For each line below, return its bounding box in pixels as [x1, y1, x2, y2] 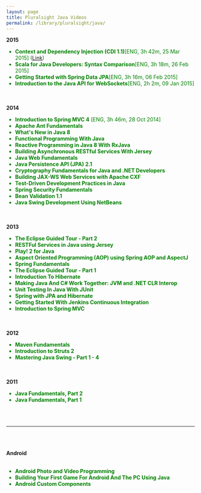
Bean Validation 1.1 [14, 193, 63, 200]
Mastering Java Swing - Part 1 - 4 [14, 354, 100, 361]
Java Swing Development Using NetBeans [14, 199, 122, 206]
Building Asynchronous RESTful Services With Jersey [14, 148, 153, 155]
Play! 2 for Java [14, 247, 55, 255]
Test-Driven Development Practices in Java [14, 180, 126, 187]
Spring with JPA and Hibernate [14, 292, 93, 300]
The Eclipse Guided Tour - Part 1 [14, 267, 97, 274]
